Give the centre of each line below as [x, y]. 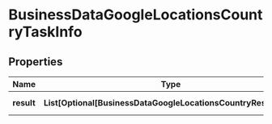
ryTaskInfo [45, 32]
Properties [36, 62]
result [24, 103]
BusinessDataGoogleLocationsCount [136, 15]
